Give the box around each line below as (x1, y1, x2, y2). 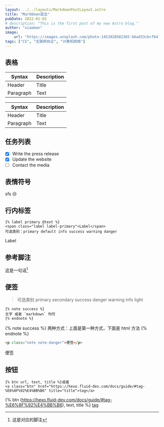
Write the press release (12, 151, 60, 157)
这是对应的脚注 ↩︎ (12, 417, 47, 423)
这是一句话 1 (5, 266, 28, 273)
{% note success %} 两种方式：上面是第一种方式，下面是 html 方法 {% (5, 325, 147, 331)
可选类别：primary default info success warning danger (5, 229, 118, 234)
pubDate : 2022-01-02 (5, 16, 47, 21)
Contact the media (12, 162, 50, 168)
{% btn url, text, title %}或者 (5, 380, 69, 385)
